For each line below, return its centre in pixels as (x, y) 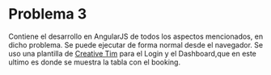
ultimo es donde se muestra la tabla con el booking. (94, 62)
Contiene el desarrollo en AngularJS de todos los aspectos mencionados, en (136, 36)
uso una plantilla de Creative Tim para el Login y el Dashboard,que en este (133, 53)
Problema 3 (48, 14)
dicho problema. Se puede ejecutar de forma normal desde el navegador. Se (136, 44)
